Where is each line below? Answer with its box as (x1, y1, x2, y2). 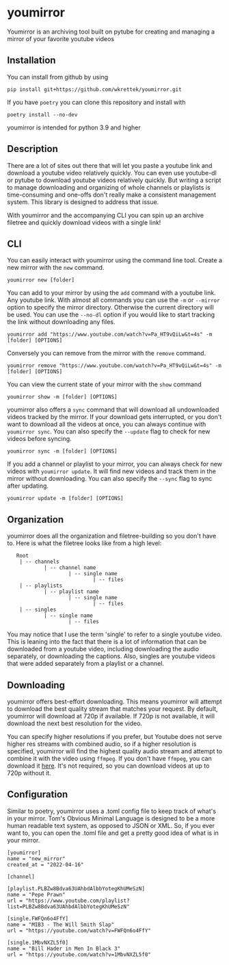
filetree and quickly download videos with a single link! (7, 218, 161, 227)
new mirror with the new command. (7, 264, 105, 272)
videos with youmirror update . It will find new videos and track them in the (7, 467, 217, 475)
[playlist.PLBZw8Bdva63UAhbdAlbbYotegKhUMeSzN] (7, 885, 146, 892)
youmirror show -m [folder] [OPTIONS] (7, 394, 118, 401)
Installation (7, 55, 56, 66)
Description (7, 143, 58, 155)
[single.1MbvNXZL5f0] (7, 939, 69, 946)
